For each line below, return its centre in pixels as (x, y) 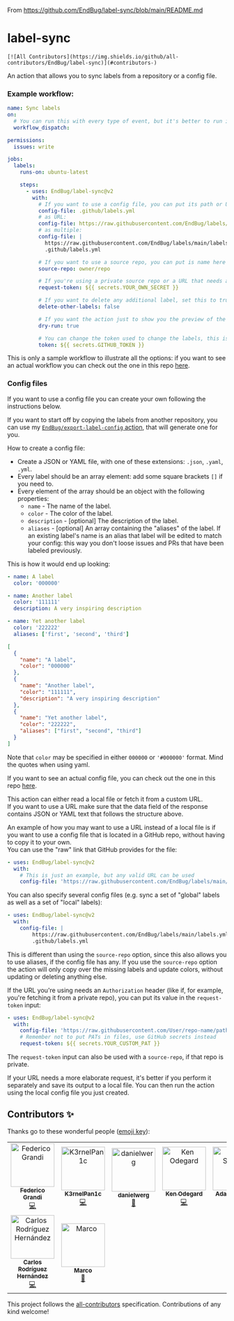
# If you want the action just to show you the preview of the (132, 319)
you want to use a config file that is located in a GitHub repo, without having (116, 835)
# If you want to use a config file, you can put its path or (130, 204)
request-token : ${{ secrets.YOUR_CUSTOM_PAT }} (90, 1044)
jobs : (15, 160)
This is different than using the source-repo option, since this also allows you (117, 955)
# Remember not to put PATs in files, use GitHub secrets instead (118, 1037)
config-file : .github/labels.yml (87, 211)
